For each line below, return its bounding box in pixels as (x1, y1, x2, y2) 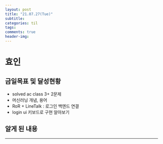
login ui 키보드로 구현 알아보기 (12, 109, 70, 115)
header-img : (5, 34, 29, 39)
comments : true (5, 30, 36, 34)
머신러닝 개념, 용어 (12, 97, 48, 103)
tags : (5, 25, 16, 30)
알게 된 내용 (5, 125, 38, 133)
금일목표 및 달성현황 (5, 77, 61, 85)
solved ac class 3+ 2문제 (12, 91, 62, 97)
